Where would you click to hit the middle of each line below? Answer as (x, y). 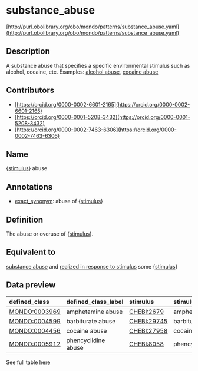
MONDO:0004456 (35, 330)
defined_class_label (95, 302)
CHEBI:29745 (148, 321)
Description (28, 52)
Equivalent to (31, 252)
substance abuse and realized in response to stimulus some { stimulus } (92, 266)
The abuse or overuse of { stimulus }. (50, 234)
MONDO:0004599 (35, 321)
